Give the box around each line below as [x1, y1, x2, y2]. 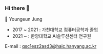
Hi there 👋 [5, 5, 30, 12]
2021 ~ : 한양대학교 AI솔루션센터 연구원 [12, 33, 92, 39]
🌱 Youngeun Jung [5, 16, 43, 22]
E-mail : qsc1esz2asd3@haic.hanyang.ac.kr [5, 43, 97, 49]
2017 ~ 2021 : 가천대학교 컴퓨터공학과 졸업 [12, 26, 98, 33]
